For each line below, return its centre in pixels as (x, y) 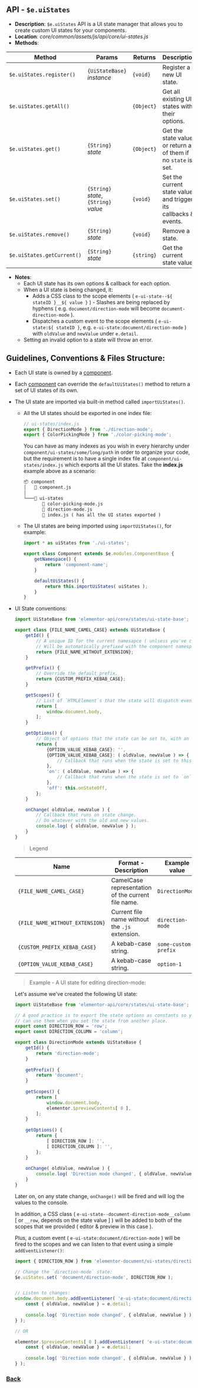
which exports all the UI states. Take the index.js (124, 465)
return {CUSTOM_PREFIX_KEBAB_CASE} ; (81, 679)
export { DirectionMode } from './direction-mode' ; (88, 429)
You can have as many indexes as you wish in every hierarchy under (106, 446)
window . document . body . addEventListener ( (65, 1299)
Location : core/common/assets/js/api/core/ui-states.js (81, 36)
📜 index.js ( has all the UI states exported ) (101, 515)
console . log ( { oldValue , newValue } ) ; (86, 826)
